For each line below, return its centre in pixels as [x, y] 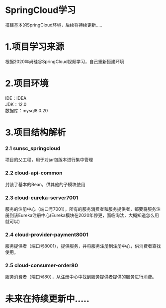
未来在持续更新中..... [47, 299]
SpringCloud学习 [41, 10]
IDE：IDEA [16, 98]
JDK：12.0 [16, 104]
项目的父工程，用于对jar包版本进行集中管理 [49, 160]
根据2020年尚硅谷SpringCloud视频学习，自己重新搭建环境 [65, 61]
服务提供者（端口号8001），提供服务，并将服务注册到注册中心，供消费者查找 [83, 246]
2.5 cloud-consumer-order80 [42, 265]
